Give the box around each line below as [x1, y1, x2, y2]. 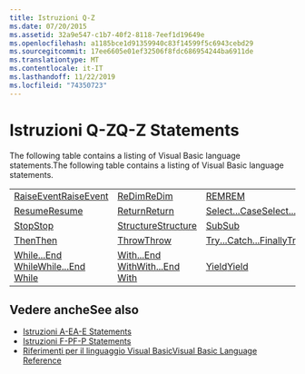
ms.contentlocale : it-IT [9, 64, 103, 74]
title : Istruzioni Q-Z [9, 13, 95, 23]
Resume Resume [14, 204, 84, 217]
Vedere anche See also [9, 301, 139, 318]
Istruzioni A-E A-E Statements [22, 326, 132, 337]
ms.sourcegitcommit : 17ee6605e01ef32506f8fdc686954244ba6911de [9, 47, 254, 56]
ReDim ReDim [117, 190, 173, 202]
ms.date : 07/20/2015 [9, 22, 88, 31]
